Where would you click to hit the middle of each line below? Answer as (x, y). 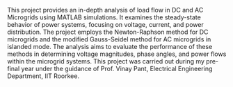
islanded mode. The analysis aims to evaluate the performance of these (110, 47)
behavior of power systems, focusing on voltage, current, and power (105, 25)
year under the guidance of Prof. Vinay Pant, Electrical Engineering (117, 69)
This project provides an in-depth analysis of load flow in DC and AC (105, 10)
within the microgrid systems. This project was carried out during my (106, 61)
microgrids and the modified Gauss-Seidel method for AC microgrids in (109, 39)
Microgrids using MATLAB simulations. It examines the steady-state (104, 17)
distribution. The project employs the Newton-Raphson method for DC (108, 32)
